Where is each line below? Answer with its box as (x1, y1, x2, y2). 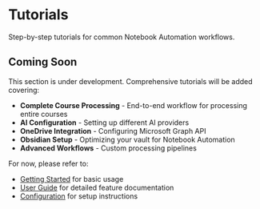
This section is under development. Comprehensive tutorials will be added (8, 76, 254, 86)
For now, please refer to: (8, 159, 89, 168)
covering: (8, 85, 40, 94)
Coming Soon (8, 55, 78, 69)
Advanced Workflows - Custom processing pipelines (19, 143, 198, 153)
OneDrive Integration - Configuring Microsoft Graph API (19, 126, 206, 135)
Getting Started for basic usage (19, 174, 124, 183)
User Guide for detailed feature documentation (19, 183, 174, 192)
